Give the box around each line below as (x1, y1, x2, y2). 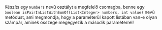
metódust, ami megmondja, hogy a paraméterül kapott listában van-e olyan (4, 15, 158, 20)
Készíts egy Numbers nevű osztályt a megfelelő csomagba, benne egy (4, 4, 145, 10)
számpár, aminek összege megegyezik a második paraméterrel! (4, 19, 134, 25)
